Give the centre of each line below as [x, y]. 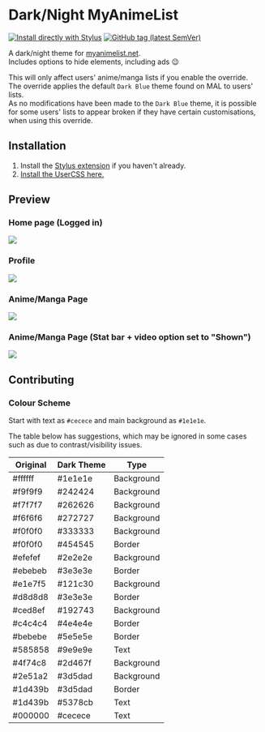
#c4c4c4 [30, 623]
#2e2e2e [75, 558]
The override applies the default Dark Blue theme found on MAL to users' [131, 86]
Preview [30, 200]
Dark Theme [81, 465]
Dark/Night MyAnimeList [94, 15]
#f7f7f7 [28, 505]
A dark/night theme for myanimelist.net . [75, 53]
